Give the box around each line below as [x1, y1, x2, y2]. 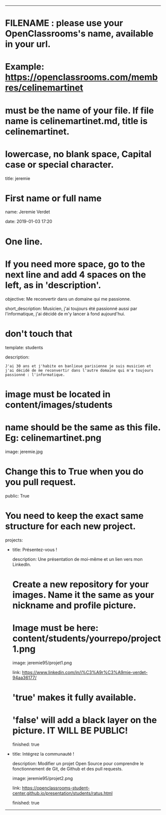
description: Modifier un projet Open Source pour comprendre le [12, 760, 144, 767]
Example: [5, 61, 44, 72]
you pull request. [5, 476, 76, 488]
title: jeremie [5, 175, 31, 181]
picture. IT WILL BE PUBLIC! [12, 725, 128, 736]
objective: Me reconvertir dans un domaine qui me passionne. [5, 296, 131, 302]
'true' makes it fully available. [12, 692, 137, 703]
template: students [5, 344, 43, 350]
